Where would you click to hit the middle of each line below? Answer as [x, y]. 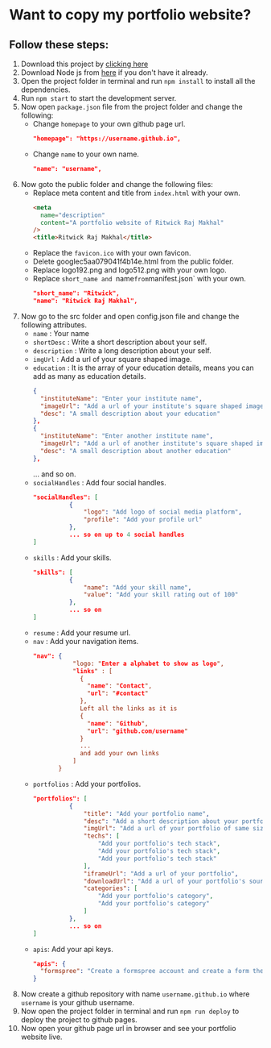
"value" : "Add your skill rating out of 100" [161, 595]
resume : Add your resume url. [82, 632]
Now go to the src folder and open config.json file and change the [130, 316]
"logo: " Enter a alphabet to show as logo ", [148, 663]
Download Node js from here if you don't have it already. [114, 73]
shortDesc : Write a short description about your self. [120, 342]
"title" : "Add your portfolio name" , [146, 813]
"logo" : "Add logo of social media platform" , [162, 512]
